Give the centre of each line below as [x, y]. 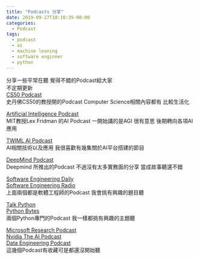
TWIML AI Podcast [29, 140]
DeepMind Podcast [30, 160]
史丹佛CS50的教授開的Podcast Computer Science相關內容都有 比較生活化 [98, 101]
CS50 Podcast [24, 95]
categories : [21, 23]
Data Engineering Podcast [39, 243]
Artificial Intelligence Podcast [42, 114]
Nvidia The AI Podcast [34, 236]
